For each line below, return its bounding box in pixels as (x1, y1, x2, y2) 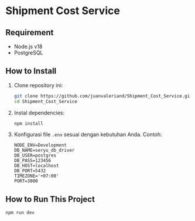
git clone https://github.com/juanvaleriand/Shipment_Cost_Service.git (13, 93, 193, 99)
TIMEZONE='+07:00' (13, 173, 59, 179)
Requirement (5, 28, 54, 38)
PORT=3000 (13, 178, 39, 184)
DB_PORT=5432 (13, 168, 46, 174)
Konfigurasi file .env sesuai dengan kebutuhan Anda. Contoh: (13, 131, 162, 138)
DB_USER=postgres (13, 152, 57, 159)
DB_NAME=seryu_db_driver (13, 148, 75, 154)
